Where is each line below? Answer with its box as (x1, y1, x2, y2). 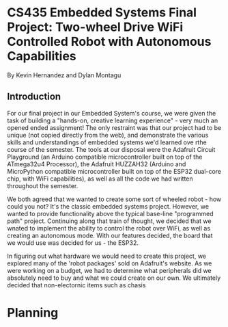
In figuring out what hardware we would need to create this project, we (7, 252, 207, 260)
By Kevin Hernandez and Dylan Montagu (7, 70, 122, 79)
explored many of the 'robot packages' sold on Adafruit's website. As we (7, 259, 212, 267)
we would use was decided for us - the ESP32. (7, 238, 139, 247)
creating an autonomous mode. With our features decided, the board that (7, 231, 213, 239)
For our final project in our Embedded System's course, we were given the (7, 109, 216, 117)
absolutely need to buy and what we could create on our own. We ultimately (7, 274, 221, 282)
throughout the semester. (7, 181, 79, 189)
